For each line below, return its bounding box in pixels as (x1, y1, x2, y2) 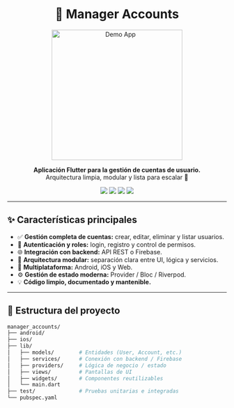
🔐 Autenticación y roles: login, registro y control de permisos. (17, 240, 196, 249)
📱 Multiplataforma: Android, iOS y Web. (17, 263, 133, 271)
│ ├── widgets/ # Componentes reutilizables (7, 375, 164, 382)
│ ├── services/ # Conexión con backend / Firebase (7, 355, 182, 362)
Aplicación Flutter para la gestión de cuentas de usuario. (33, 165, 201, 174)
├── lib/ (7, 343, 33, 350)
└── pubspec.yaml (7, 394, 58, 402)
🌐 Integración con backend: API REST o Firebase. (17, 247, 162, 256)
